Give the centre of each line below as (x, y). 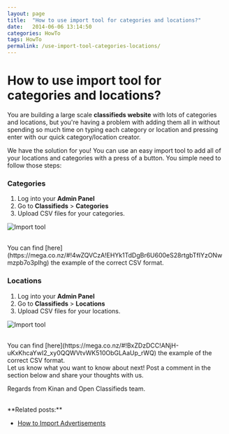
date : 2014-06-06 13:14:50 (50, 27)
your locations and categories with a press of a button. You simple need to (114, 158)
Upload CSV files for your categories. (71, 214)
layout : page (26, 14)
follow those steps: (35, 165)
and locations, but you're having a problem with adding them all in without (113, 122)
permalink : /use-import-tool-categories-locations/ (84, 46)
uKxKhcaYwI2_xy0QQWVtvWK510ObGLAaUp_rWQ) (82, 352)
